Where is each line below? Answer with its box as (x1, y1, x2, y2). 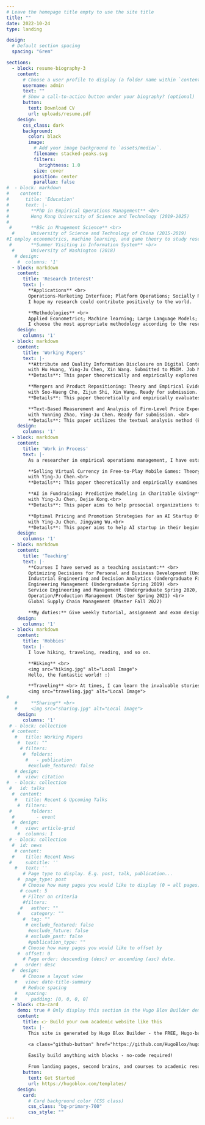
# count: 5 (20, 887, 48, 894)
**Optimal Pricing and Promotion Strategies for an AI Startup (28, 513, 192, 519)
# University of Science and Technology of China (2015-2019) (12, 230, 187, 236)
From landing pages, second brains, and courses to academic (28, 1064, 187, 1070)
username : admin (22, 82, 64, 89)
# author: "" (20, 905, 59, 911)
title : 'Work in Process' (22, 445, 88, 452)
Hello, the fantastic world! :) (28, 672, 111, 678)
